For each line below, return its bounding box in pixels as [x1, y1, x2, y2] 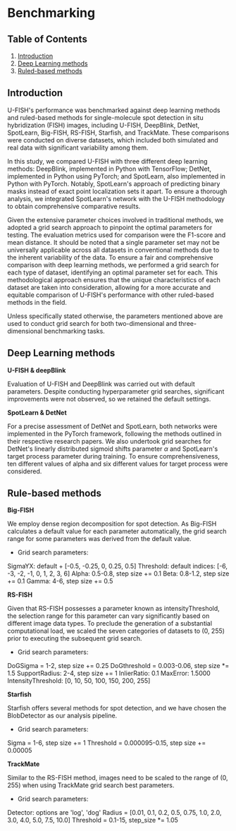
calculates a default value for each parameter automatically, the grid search [7, 527, 227, 535]
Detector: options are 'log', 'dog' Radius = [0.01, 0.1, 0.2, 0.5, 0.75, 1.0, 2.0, [7, 808, 222, 817]
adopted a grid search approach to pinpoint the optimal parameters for [7, 223, 213, 231]
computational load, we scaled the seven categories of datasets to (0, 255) [7, 626, 225, 636]
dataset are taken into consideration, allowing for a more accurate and [7, 283, 211, 291]
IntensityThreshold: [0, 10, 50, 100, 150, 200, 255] [7, 677, 151, 685]
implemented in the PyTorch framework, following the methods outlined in [7, 429, 222, 438]
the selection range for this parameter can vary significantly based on [7, 612, 210, 620]
